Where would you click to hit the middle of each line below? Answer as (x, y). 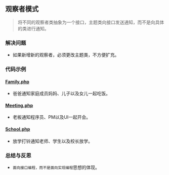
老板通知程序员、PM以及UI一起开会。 (52, 117)
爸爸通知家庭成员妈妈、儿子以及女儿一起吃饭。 (61, 94)
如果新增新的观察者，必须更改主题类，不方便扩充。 (66, 55)
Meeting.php (19, 105)
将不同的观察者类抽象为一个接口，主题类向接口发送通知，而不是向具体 (91, 22)
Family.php (17, 81)
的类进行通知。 (33, 28)
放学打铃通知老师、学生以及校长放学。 (52, 141)
